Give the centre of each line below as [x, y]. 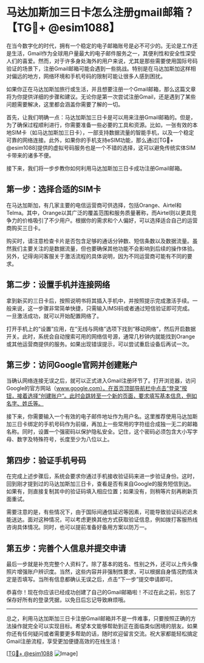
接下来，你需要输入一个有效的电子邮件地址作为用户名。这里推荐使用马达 [97, 416]
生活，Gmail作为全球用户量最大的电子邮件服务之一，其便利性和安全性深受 [104, 53]
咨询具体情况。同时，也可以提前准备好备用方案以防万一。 [78, 527]
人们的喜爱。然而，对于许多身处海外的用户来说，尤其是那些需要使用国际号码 [102, 61]
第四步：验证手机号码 [46, 460]
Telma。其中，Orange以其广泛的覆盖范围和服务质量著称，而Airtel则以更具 [99, 212]
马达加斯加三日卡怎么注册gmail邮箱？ [100, 12]
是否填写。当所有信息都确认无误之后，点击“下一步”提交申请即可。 [93, 579]
